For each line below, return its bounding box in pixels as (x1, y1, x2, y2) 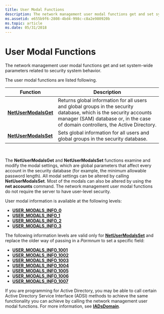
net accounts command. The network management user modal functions (5, 184, 153, 189)
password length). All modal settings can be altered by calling (5, 173, 129, 179)
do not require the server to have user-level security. (5, 188, 111, 194)
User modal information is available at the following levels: (5, 198, 122, 204)
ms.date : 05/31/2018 (5, 25, 47, 30)
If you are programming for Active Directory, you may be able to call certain (5, 288, 157, 293)
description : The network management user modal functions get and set (5, 12, 154, 17)
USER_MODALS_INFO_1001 (12, 247, 68, 253)
